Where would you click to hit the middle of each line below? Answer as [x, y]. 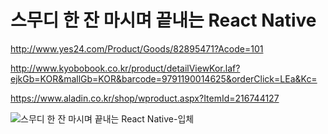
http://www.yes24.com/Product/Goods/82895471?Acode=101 [137, 48]
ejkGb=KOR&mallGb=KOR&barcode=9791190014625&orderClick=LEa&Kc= [164, 78]
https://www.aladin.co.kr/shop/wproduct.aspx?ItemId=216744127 [145, 98]
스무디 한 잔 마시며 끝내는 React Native [163, 20]
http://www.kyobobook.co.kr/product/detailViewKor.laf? [125, 68]
